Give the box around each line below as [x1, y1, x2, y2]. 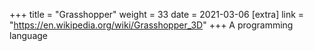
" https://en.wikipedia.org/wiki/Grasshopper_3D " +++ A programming [9, 19, 294, 31]
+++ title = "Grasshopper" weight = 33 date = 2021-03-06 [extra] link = [9, 9, 305, 20]
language [9, 30, 48, 41]
